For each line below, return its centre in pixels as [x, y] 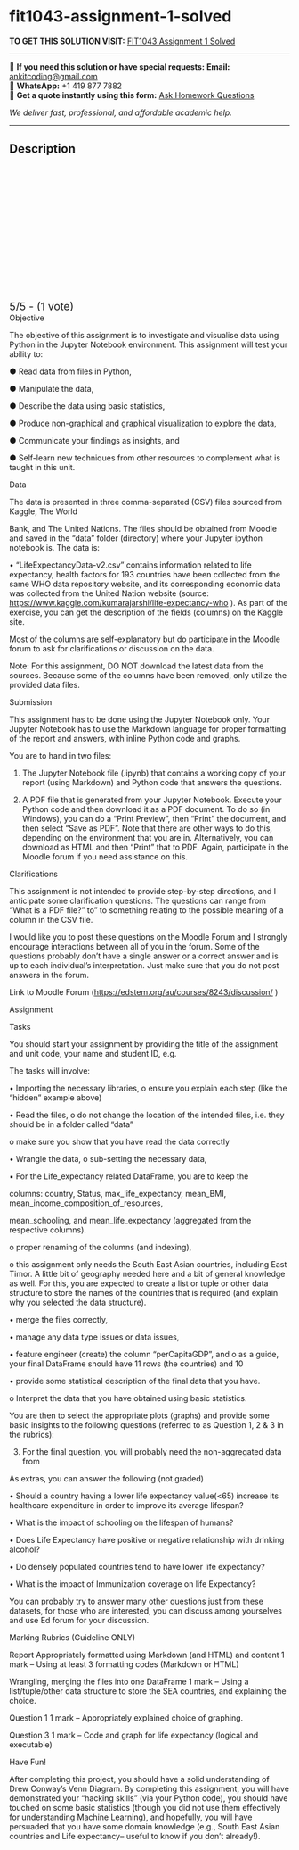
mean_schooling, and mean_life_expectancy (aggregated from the [130, 1220]
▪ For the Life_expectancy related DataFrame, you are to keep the [129, 1176]
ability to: [26, 353]
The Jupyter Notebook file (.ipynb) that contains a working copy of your [154, 773]
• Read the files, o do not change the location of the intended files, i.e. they [147, 1115]
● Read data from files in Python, [70, 371]
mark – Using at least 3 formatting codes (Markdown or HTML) [124, 1664]
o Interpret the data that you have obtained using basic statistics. [128, 1398]
